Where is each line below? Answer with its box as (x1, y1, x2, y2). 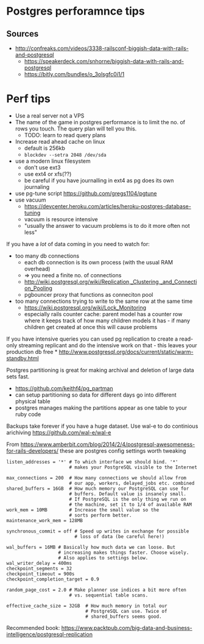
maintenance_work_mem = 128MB (6, 517, 83, 523)
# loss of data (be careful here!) (74, 533, 165, 540)
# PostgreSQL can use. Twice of (85, 608, 167, 614)
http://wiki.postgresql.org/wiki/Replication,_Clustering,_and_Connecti (24, 278, 197, 285)
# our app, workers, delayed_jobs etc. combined (69, 480, 195, 486)
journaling (24, 183, 50, 190)
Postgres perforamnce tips (6, 4, 145, 18)
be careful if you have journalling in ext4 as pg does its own (24, 177, 174, 184)
